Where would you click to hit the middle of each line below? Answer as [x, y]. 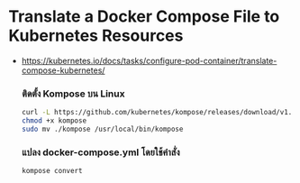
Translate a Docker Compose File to [144, 17]
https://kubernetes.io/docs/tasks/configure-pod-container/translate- [149, 60]
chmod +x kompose [54, 121]
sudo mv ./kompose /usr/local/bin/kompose [102, 129]
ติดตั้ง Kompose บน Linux [73, 94]
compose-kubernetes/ [63, 70]
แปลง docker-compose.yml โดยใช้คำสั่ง [100, 152]
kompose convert [52, 171]
